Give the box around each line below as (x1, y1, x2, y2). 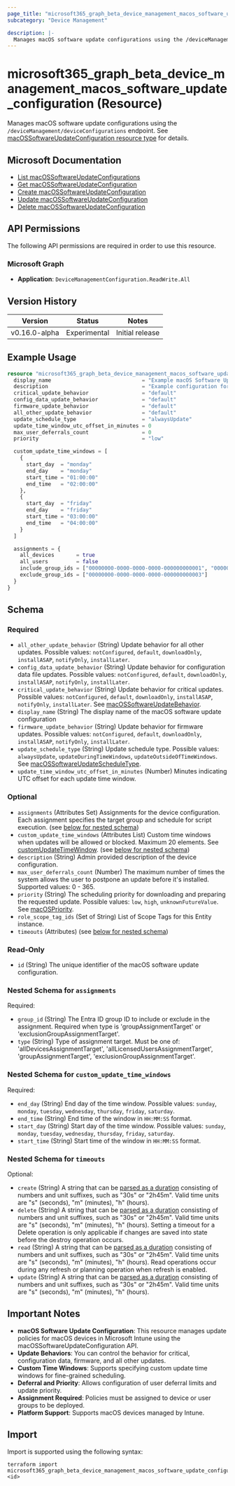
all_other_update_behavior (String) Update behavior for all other (17, 640, 204, 649)
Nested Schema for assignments (7, 985, 117, 995)
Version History (7, 295, 77, 307)
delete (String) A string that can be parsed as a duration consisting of (17, 1206, 218, 1214)
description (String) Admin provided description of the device (17, 853, 197, 861)
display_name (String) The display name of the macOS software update (17, 708, 222, 716)
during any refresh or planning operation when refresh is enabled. (17, 1265, 208, 1274)
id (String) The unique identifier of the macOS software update (17, 961, 199, 969)
